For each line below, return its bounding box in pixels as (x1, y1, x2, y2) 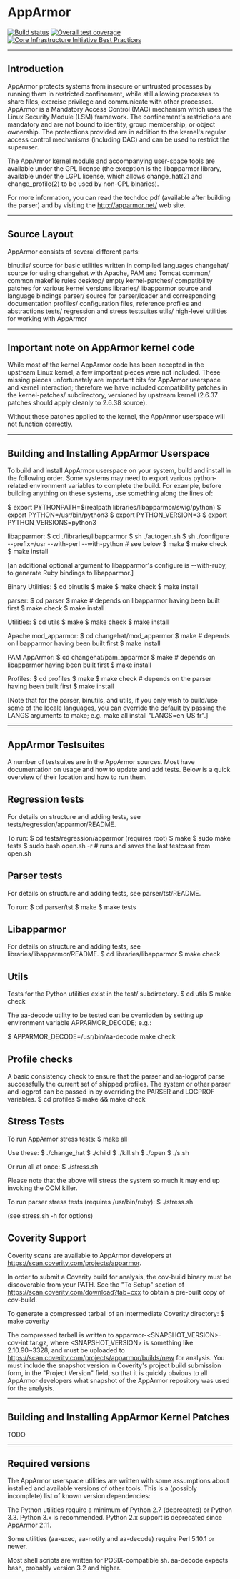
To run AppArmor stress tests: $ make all (7, 1134, 128, 1143)
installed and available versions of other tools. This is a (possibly (7, 1484, 198, 1493)
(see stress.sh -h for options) (7, 1211, 94, 1219)
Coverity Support (7, 1232, 86, 1244)
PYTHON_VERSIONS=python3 (7, 518, 96, 527)
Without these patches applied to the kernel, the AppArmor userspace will (7, 412, 225, 421)
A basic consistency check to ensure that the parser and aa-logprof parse (7, 1072, 225, 1081)
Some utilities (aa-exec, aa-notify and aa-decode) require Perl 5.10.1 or (7, 1535, 215, 1543)
